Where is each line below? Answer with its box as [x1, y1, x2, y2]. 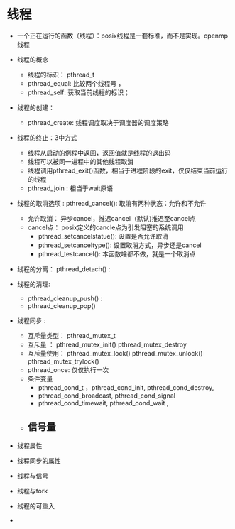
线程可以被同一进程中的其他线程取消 [27, 157, 134, 165]
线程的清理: [16, 280, 50, 288]
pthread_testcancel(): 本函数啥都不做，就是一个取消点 [38, 249, 196, 258]
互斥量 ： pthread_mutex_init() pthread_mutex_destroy [27, 340, 187, 349]
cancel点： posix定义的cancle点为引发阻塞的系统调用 [27, 223, 184, 231]
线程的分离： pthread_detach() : [16, 264, 111, 273]
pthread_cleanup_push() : [27, 294, 103, 302]
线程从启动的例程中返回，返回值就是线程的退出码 [27, 148, 171, 157]
